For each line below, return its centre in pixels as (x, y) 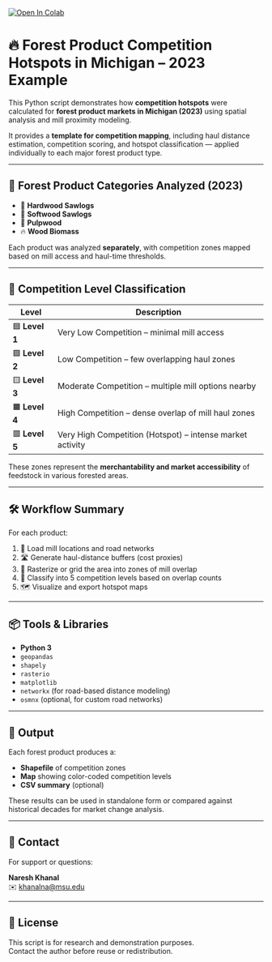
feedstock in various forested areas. (68, 475)
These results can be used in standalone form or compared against (121, 801)
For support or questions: (51, 862)
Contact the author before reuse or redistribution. (91, 951)
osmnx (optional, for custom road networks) (91, 699)
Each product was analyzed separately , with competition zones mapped (130, 247)
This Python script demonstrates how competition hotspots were (118, 102)
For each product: (38, 533)
